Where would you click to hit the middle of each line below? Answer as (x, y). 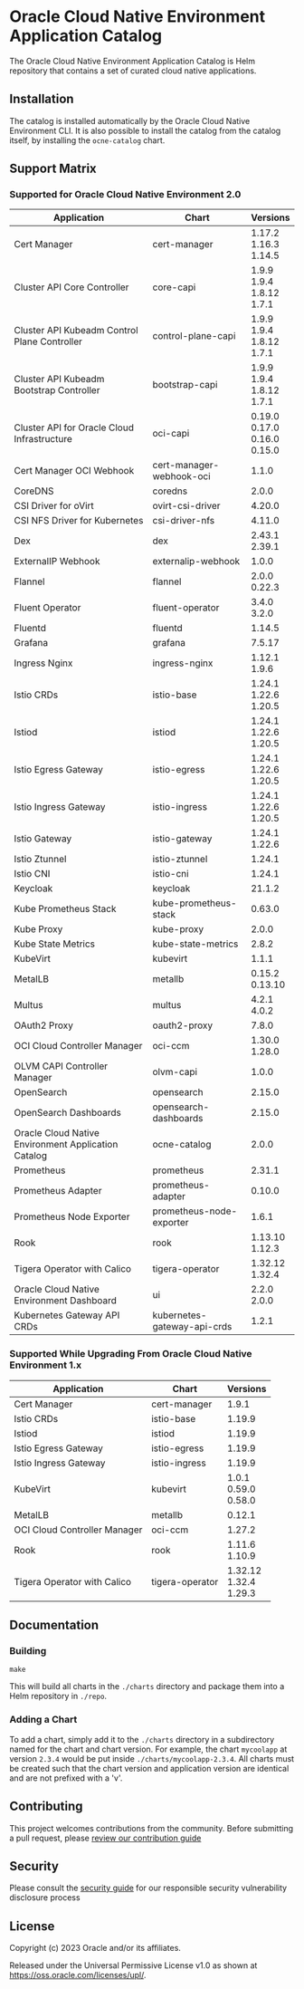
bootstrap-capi (185, 385)
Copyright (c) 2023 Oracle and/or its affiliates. (95, 1948)
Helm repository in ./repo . (58, 1696)
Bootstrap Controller (57, 390)
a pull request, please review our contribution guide (105, 1838)
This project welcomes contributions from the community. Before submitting (152, 1828)
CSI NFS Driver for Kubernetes (79, 521)
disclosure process (45, 1898)
